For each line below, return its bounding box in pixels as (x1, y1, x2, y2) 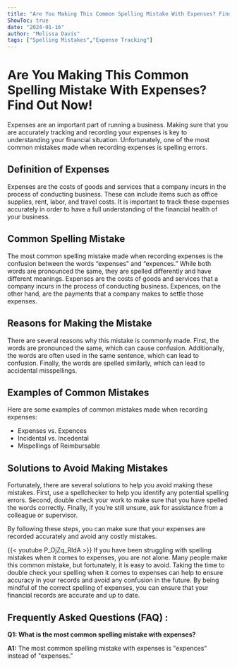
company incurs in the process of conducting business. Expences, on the (7, 282, 221, 290)
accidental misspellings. (7, 366, 78, 375)
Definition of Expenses (7, 163, 109, 175)
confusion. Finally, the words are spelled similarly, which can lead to (7, 359, 205, 367)
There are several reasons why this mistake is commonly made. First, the (7, 336, 219, 344)
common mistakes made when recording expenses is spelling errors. (7, 143, 208, 152)
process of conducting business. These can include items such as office (7, 190, 219, 198)
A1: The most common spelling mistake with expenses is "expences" (7, 644, 207, 652)
